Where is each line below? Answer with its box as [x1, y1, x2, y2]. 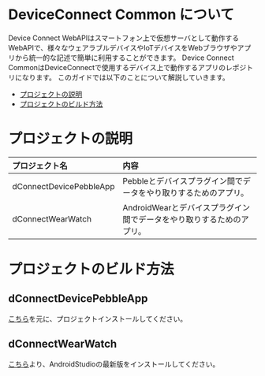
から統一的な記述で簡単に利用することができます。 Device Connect [14, 53, 234, 62]
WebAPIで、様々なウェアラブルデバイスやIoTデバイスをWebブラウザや [8, 43, 238, 52]
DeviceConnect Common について [8, 6, 235, 24]
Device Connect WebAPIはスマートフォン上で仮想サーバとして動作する [8, 33, 239, 43]
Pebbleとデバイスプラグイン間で [121, 175, 243, 186]
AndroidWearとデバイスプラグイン [121, 202, 251, 213]
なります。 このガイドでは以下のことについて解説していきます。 [21, 73, 230, 82]
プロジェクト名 [12, 160, 69, 171]
